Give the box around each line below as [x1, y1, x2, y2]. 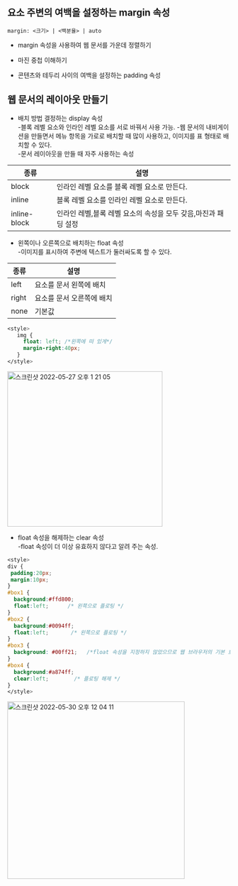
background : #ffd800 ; [13, 596, 74, 603]
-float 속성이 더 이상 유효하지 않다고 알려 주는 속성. [17, 542, 159, 550]
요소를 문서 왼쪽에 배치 [34, 280, 106, 290]
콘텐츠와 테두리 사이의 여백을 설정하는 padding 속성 [17, 70, 161, 80]
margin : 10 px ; [10, 576, 50, 584]
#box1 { [7, 589, 30, 596]
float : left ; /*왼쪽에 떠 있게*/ [23, 338, 113, 346]
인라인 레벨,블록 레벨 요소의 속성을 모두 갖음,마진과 [56, 208, 216, 218]
